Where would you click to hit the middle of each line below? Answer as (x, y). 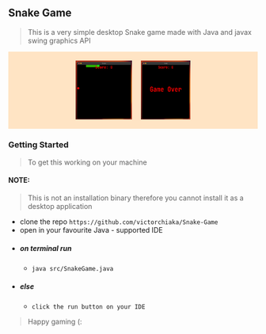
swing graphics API (59, 40)
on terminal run (46, 248)
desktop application (60, 207)
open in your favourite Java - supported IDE (91, 230)
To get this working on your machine (87, 162)
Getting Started (38, 145)
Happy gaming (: (55, 321)
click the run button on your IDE (88, 307)
